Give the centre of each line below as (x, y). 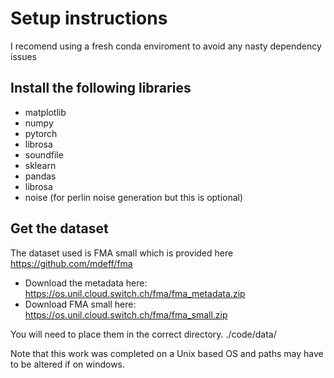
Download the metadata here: (86, 283)
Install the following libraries (101, 88)
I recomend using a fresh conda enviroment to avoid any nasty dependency (166, 46)
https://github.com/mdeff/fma (71, 263)
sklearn (40, 165)
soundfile (44, 154)
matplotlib (45, 112)
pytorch (41, 133)
